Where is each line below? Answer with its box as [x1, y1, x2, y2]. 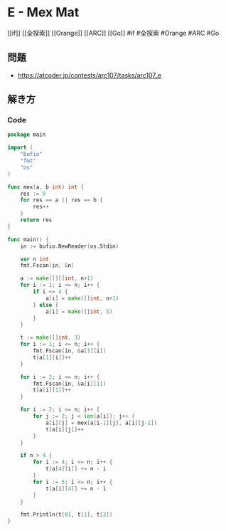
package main [7, 131, 46, 139]
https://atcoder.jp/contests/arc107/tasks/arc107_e [17, 70, 162, 79]
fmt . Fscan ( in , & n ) [20, 262, 75, 269]
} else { [33, 301, 59, 308]
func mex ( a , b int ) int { [7, 183, 84, 191]
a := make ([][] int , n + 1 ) [20, 275, 94, 282]
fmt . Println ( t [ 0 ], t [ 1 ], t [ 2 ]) [20, 511, 113, 518]
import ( [7, 144, 33, 152]
